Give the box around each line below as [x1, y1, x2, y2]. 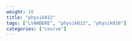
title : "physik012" [6, 14, 56, 20]
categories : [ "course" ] [6, 25, 67, 32]
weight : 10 [6, 8, 34, 15]
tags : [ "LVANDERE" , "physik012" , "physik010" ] [6, 20, 127, 26]
